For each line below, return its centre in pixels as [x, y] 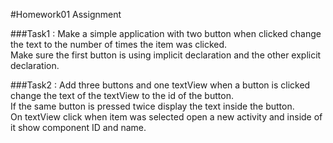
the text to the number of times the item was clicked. [119, 44]
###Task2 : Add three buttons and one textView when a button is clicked [160, 85]
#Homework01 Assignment [66, 14]
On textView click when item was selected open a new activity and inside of [166, 117]
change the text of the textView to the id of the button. [122, 95]
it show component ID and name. [78, 127]
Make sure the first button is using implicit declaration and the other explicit [166, 55]
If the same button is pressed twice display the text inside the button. [152, 106]
